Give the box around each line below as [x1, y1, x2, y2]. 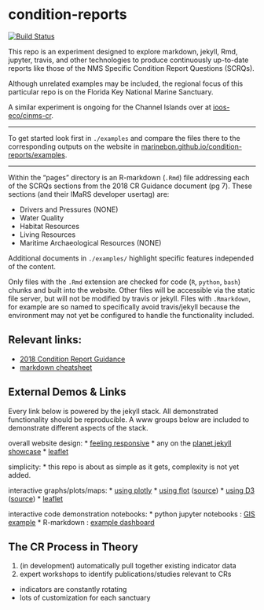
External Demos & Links [8, 386, 126, 399]
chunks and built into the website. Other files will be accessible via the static [8, 285, 255, 294]
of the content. [8, 261, 57, 271]
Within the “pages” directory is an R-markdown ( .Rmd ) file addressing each [8, 172, 250, 182]
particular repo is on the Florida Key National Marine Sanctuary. [8, 87, 214, 96]
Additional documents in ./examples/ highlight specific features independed [8, 253, 254, 263]
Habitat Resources [19, 221, 80, 231]
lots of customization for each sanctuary [19, 593, 151, 603]
